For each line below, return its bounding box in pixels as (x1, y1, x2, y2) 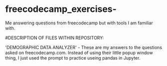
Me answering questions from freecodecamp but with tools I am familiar (5, 20, 153, 26)
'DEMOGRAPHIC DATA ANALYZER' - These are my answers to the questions (5, 44, 163, 50)
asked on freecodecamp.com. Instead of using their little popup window (5, 50, 153, 56)
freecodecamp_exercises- (5, 3, 117, 15)
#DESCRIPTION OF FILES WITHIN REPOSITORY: (5, 35, 104, 41)
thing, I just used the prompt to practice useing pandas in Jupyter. (5, 55, 141, 61)
